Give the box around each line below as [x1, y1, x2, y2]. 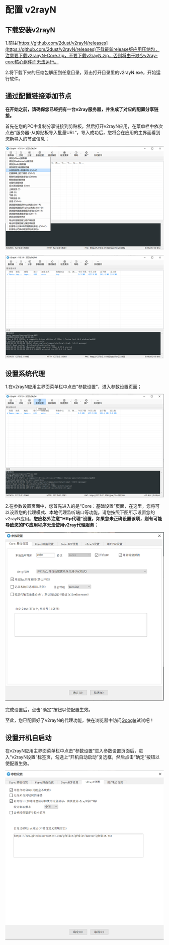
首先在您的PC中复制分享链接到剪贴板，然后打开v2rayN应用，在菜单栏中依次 [5, 123, 163, 129]
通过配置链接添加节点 [5, 92, 71, 101]
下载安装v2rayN [5, 26, 55, 34]
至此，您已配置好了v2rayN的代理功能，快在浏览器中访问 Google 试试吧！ [5, 717, 154, 723]
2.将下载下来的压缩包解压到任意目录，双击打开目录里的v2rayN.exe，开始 [5, 69, 156, 75]
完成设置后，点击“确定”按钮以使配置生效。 [5, 707, 93, 713]
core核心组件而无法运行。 [5, 59, 59, 65]
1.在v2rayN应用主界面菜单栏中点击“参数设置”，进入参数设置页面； [5, 384, 142, 390]
